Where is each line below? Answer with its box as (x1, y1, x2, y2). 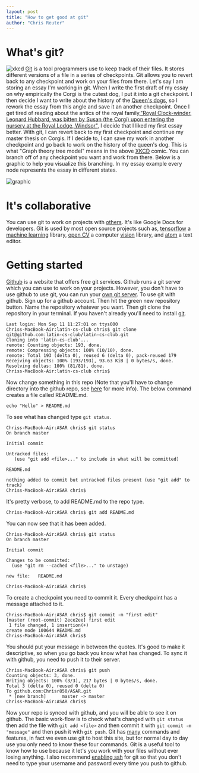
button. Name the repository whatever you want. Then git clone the (6, 303, 170, 311)
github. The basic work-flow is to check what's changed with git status (6, 716, 184, 723)
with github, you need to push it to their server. (6, 656, 121, 663)
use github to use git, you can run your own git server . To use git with (6, 291, 176, 298)
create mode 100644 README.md (6, 628, 81, 634)
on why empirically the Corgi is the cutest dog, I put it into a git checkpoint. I (6, 91, 193, 98)
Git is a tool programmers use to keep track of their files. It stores (25, 65, 185, 72)
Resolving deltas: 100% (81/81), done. (6, 363, 105, 370)
